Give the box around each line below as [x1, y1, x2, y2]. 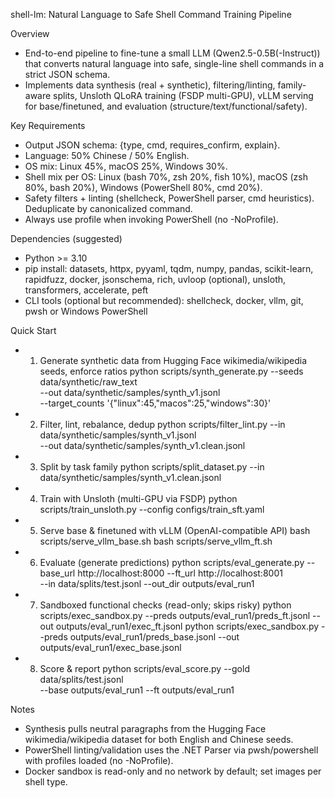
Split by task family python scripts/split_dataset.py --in [39, 461, 265, 473]
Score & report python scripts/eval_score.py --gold [39, 663, 250, 674]
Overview [10, 28, 50, 39]
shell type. [24, 776, 68, 788]
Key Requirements [10, 120, 86, 131]
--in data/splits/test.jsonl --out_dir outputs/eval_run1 [39, 578, 255, 589]
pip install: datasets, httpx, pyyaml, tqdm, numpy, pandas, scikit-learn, [24, 263, 314, 274]
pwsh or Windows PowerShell [24, 305, 148, 317]
